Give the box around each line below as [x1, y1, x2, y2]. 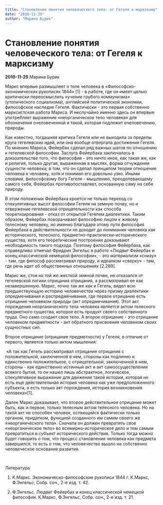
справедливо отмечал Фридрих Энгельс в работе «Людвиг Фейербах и [5, 247, 155, 254]
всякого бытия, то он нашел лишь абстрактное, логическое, [5, 369, 130, 375]
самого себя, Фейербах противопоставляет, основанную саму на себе [5, 181, 153, 187]
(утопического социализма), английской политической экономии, [5, 99, 143, 105]
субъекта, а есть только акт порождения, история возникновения [5, 385, 143, 391]
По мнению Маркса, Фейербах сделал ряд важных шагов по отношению [5, 145, 157, 151]
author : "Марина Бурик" [5, 16, 54, 21]
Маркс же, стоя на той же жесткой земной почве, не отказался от [5, 273, 144, 279]
